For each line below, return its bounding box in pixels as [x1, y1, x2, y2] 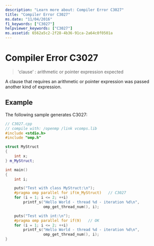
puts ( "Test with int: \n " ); [14, 213, 70, 218]
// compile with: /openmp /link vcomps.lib [5, 126, 97, 131]
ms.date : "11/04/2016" [5, 17, 52, 22]
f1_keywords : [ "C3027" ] [5, 21, 55, 27]
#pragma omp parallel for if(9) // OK [14, 218, 99, 223]
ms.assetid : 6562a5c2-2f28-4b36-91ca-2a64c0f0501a [5, 31, 113, 36]
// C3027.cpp [5, 121, 32, 126]
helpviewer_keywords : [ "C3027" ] [5, 26, 72, 31]
